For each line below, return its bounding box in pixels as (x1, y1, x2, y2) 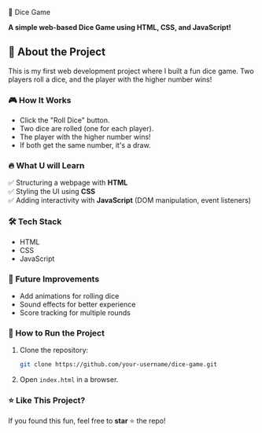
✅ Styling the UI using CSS (8, 187, 96, 196)
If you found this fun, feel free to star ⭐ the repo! (8, 416, 167, 426)
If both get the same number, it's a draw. (19, 141, 151, 150)
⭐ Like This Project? (8, 395, 86, 406)
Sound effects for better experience (19, 299, 136, 309)
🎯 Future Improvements (8, 273, 100, 284)
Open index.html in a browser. (19, 375, 119, 384)
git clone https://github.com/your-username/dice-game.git (19, 361, 218, 369)
